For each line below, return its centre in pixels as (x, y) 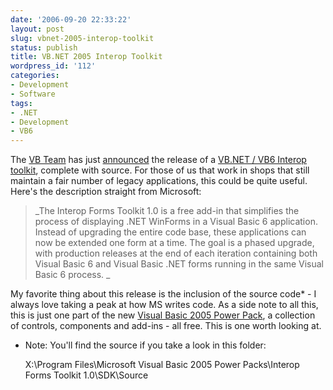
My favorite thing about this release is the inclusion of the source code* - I (163, 294)
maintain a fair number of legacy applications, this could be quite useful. (159, 181)
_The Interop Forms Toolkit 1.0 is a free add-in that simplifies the (167, 211)
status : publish (44, 47)
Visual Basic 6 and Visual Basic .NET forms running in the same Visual (179, 264)
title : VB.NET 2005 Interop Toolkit (86, 57)
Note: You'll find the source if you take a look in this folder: (145, 345)
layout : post (37, 29)
